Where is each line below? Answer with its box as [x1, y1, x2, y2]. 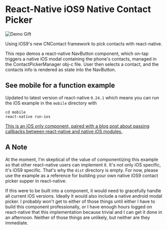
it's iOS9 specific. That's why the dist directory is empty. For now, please [5, 167, 158, 173]
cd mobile [5, 109, 26, 114]
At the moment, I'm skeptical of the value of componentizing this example [5, 156, 158, 162]
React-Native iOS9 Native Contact [5, 4, 151, 15]
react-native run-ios [5, 114, 51, 119]
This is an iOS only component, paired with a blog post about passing [5, 123, 150, 129]
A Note [5, 143, 28, 152]
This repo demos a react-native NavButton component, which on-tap [5, 50, 149, 56]
